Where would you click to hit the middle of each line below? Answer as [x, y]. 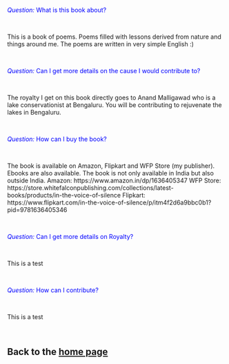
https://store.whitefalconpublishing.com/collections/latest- [90, 188]
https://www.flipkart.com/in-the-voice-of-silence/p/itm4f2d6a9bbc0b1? [109, 202]
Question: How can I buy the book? [57, 139]
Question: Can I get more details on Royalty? [70, 237]
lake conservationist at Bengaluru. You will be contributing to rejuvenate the [114, 105]
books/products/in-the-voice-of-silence [64, 195]
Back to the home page [58, 352]
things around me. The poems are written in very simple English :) [101, 44]
